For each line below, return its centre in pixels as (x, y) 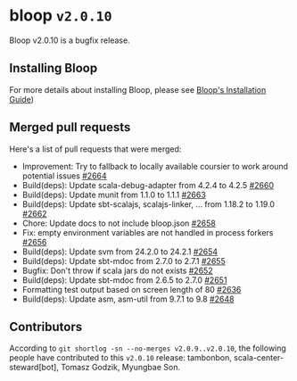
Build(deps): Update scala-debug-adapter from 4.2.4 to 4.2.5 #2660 (148, 185)
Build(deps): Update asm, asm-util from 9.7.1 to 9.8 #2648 (128, 299)
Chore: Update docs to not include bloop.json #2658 (119, 223)
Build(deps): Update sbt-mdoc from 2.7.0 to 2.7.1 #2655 (124, 261)
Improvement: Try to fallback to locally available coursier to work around (155, 166)
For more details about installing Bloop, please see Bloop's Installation (138, 89)
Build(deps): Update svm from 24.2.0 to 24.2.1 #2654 (120, 252)
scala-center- (259, 358)
